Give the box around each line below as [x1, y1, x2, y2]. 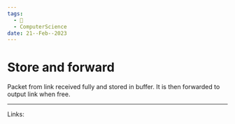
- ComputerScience [13, 23, 68, 30]
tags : [7, 10, 23, 17]
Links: [7, 110, 24, 118]
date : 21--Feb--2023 [7, 29, 68, 37]
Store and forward [7, 60, 115, 75]
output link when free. [7, 90, 71, 98]
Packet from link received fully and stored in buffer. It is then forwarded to [7, 83, 220, 91]
